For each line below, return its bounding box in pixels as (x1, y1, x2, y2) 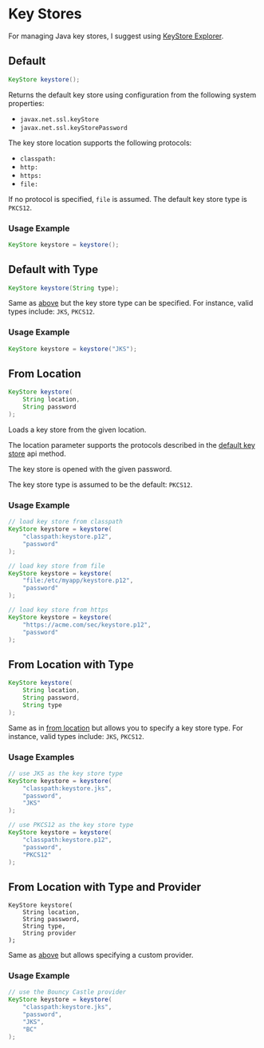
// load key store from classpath (8, 518, 124, 526)
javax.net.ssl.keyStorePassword (19, 124, 128, 132)
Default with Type (8, 263, 98, 276)
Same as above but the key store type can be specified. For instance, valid (8, 299, 254, 308)
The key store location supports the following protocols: (8, 137, 192, 148)
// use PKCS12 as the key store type (8, 821, 134, 829)
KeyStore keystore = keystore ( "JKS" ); (8, 345, 137, 353)
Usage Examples (8, 751, 75, 762)
